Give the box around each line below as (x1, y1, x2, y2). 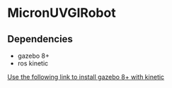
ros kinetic (17, 59, 49, 68)
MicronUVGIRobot (7, 5, 116, 21)
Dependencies (7, 33, 73, 45)
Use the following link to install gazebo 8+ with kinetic (7, 73, 165, 81)
